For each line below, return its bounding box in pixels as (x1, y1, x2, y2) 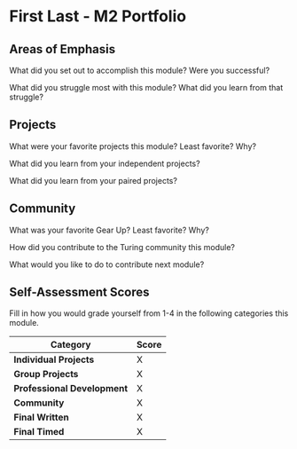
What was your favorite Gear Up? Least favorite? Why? (9, 224, 210, 235)
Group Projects (13, 368, 79, 381)
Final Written (13, 411, 69, 423)
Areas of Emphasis (9, 42, 116, 57)
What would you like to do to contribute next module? (9, 259, 205, 270)
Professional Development (13, 382, 129, 395)
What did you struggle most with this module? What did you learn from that (9, 83, 284, 92)
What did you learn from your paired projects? (9, 175, 177, 185)
